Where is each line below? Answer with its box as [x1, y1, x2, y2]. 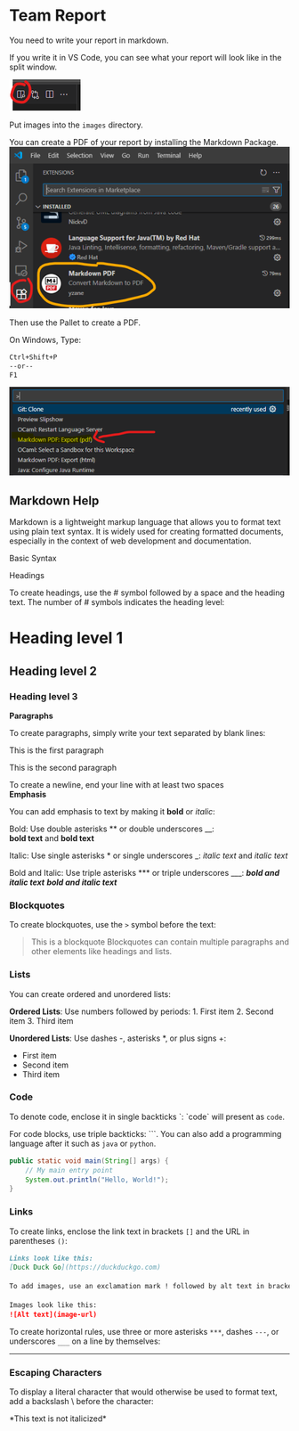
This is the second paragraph [9, 762, 117, 773]
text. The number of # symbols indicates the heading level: [9, 597, 225, 608]
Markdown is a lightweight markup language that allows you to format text [9, 517, 281, 527]
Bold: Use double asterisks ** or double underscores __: [9, 823, 215, 834]
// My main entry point [25, 1165, 114, 1174]
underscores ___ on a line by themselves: [9, 1336, 161, 1346]
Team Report [9, 5, 107, 26]
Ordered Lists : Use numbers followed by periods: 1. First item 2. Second [9, 1006, 274, 1017]
